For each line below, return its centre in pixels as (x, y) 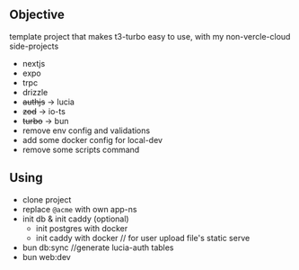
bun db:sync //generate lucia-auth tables (98, 247)
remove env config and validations (86, 130)
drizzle (35, 92)
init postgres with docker (82, 228)
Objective (37, 15)
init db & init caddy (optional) (75, 219)
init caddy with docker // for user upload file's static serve (143, 238)
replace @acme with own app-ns (79, 209)
